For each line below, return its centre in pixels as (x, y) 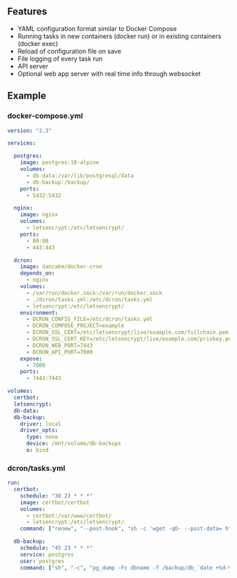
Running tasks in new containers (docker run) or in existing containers (119, 36)
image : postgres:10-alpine (60, 163)
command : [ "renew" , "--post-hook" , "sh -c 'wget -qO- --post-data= (121, 529)
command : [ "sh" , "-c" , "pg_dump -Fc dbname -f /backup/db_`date (116, 567)
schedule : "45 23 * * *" (56, 548)
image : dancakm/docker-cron (61, 267)
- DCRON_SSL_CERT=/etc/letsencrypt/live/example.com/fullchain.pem (127, 332)
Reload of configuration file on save (69, 51)
